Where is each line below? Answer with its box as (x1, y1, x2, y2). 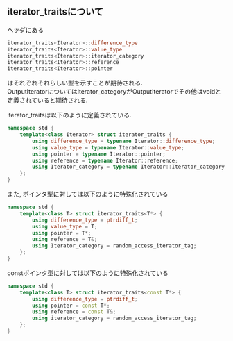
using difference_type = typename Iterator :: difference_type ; (32, 138, 216, 144)
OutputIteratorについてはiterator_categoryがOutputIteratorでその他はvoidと (7, 88, 222, 96)
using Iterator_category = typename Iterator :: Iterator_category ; (32, 163, 228, 171)
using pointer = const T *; (32, 302, 110, 309)
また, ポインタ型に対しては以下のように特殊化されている (7, 190, 169, 199)
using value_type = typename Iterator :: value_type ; (32, 144, 185, 151)
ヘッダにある (7, 26, 44, 34)
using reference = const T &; (32, 308, 116, 315)
